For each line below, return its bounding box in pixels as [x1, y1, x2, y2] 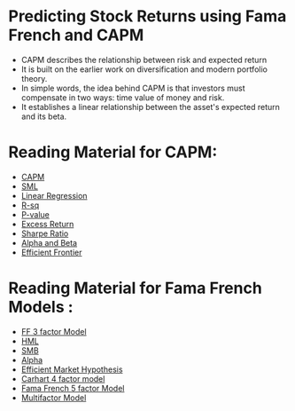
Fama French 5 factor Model [20, 383, 125, 393]
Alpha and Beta [20, 237, 77, 248]
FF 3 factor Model [20, 326, 87, 336]
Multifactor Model [20, 392, 87, 403]
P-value [20, 209, 50, 219]
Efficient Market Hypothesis [20, 364, 123, 375]
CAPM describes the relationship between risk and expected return [20, 54, 268, 65]
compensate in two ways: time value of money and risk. [20, 91, 225, 103]
